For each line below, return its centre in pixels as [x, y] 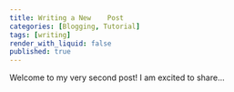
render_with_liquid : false [61, 43]
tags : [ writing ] [40, 35]
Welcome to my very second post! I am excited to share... [117, 77]
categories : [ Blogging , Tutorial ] [75, 26]
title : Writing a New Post [67, 18]
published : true [40, 52]
